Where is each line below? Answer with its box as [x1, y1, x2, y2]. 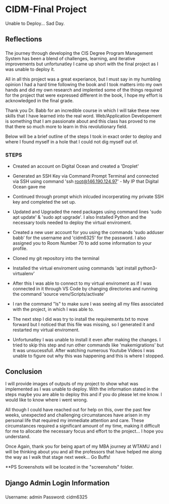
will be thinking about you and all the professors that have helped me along [5, 449, 162, 455]
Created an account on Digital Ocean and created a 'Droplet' [12, 163, 139, 169]
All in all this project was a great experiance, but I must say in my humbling [5, 76, 161, 82]
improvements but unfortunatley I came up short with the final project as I [5, 61, 158, 67]
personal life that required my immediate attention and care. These [5, 417, 144, 423]
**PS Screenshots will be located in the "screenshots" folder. [5, 464, 134, 470]
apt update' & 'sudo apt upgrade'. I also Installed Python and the [12, 214, 147, 220]
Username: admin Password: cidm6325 [5, 494, 88, 500]
